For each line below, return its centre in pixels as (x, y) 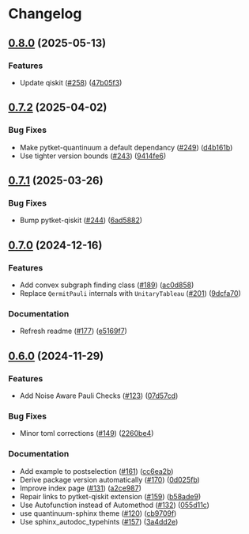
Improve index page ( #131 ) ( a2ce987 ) (81, 488)
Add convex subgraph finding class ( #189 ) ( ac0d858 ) (107, 285)
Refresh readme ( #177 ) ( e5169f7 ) (74, 331)
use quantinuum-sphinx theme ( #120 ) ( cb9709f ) (98, 513)
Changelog (45, 14)
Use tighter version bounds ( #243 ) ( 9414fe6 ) (93, 156)
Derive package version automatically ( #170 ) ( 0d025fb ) (109, 479)
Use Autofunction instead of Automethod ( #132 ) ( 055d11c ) (114, 505)
